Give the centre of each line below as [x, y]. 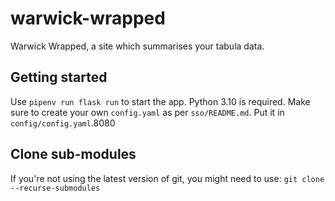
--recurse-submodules [55, 188]
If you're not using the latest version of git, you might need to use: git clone [167, 178]
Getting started [59, 77]
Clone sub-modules [73, 154]
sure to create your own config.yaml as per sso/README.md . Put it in [147, 112]
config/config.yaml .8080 [63, 123]
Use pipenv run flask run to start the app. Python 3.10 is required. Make [160, 101]
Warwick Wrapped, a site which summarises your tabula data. [137, 46]
